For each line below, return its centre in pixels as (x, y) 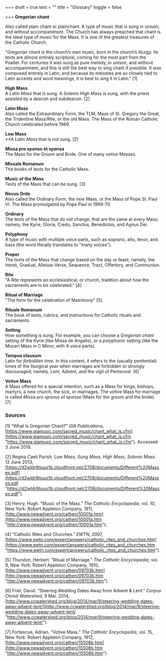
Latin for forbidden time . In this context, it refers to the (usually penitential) (81, 361)
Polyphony (17, 234)
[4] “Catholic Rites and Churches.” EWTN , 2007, (54, 534)
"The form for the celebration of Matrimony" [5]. (55, 300)
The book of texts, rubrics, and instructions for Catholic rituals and (73, 315)
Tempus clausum (23, 355)
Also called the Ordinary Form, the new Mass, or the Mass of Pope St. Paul (81, 199)
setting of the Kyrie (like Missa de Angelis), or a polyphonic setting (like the (82, 340)
